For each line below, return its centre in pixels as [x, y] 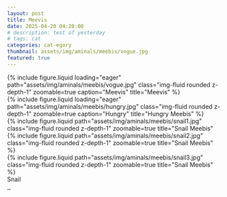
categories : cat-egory [39, 45]
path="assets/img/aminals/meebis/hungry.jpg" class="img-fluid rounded [110, 106]
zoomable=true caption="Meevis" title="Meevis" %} [107, 92]
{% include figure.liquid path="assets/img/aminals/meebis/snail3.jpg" [105, 157]
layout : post [26, 13]
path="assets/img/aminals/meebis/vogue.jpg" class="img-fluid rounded [109, 84]
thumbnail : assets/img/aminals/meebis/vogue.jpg [78, 52]
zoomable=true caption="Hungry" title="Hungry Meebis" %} [119, 114]
